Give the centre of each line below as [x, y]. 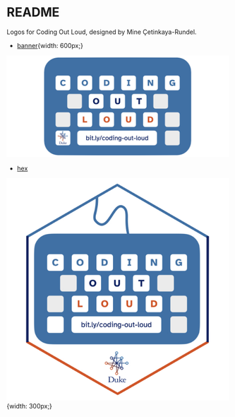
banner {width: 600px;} [50, 45]
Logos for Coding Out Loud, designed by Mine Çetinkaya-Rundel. [102, 32]
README [33, 12]
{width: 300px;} [29, 406]
